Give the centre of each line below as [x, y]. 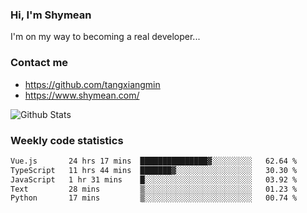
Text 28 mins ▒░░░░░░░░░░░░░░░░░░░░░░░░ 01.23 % [154, 189]
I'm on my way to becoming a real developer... [105, 37]
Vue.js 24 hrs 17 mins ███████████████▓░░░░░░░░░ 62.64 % [154, 161]
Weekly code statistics [67, 140]
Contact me [39, 63]
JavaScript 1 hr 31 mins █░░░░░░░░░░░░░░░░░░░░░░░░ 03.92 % [154, 179]
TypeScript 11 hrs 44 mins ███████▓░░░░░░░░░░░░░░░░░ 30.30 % [154, 170]
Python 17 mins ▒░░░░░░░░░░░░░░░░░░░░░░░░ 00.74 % [154, 198]
